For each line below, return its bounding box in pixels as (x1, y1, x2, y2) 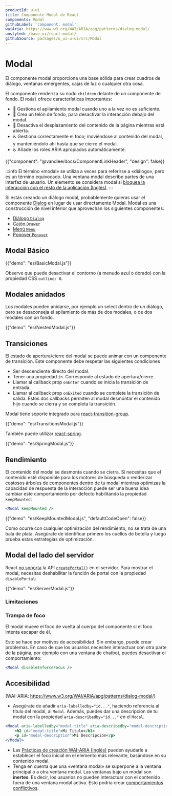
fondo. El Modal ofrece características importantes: (5, 96, 112, 102)
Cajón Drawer (12, 221, 40, 227)
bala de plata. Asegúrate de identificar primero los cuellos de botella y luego (5, 530, 166, 536)
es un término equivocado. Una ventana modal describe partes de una (5, 174, 154, 180)
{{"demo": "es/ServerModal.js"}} (5, 585, 74, 591)
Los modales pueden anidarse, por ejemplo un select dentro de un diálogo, (5, 304, 164, 310)
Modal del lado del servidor (5, 551, 94, 560)
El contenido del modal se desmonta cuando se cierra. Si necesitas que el (5, 469, 161, 475)
